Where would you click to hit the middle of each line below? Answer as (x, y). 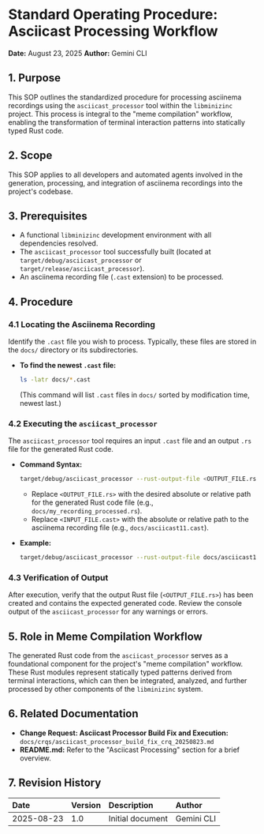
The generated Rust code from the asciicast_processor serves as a (118, 656)
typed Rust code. (36, 130)
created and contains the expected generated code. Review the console (125, 603)
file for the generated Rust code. (61, 449)
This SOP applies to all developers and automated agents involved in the (125, 175)
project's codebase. (41, 191)
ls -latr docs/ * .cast (55, 380)
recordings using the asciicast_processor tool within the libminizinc (121, 105)
